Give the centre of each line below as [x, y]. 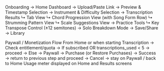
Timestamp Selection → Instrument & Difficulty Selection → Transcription [79, 12]
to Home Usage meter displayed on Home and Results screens [68, 63]
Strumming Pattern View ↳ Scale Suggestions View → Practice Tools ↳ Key [82, 23]
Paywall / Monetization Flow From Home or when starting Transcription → [80, 43]
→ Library [15, 33]
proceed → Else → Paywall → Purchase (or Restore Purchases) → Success [81, 53]
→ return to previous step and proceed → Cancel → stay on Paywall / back [81, 58]
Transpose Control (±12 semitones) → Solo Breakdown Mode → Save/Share [82, 28]
